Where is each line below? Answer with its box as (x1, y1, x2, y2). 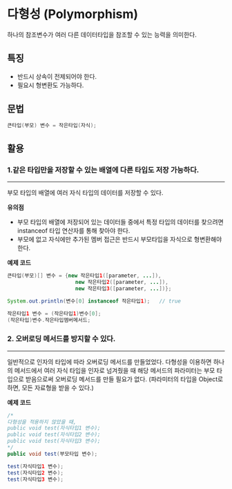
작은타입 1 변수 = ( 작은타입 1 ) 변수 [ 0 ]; (7, 310, 101, 317)
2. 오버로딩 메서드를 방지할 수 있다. (7, 334, 116, 344)
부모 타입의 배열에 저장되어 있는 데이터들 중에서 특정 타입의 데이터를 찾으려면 (17, 218, 224, 227)
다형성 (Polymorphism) (7, 6, 139, 22)
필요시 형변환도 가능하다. (17, 81, 84, 89)
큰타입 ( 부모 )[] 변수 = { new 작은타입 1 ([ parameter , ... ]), (7, 272, 162, 280)
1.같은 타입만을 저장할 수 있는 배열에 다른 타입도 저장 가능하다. (7, 165, 200, 175)
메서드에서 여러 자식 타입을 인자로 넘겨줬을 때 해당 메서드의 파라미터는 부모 (14, 366, 215, 374)
